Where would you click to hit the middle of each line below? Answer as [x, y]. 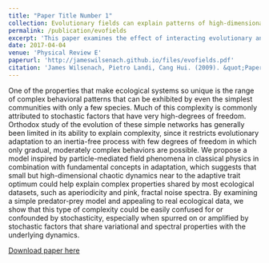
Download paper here [44, 250]
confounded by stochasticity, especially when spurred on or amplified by [128, 217]
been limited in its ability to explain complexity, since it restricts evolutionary [134, 133]
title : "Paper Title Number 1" [60, 16]
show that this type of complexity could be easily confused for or [116, 209]
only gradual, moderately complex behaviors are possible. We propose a [128, 149]
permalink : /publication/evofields [68, 30]
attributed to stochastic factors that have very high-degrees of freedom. [127, 116]
